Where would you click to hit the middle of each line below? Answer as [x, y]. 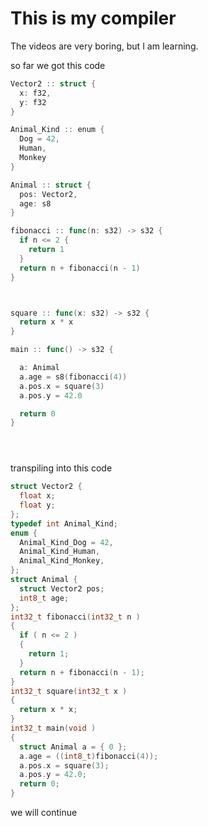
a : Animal [39, 368]
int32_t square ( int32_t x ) [69, 691]
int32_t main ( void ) [53, 728]
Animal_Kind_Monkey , [62, 561]
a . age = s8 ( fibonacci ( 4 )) [73, 377]
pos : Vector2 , [48, 194]
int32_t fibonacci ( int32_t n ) [75, 617]
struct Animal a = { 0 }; [73, 747]
